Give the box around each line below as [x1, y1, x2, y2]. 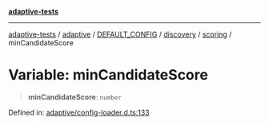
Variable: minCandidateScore [8, 66, 208, 84]
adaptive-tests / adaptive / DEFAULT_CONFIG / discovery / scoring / [8, 29, 232, 39]
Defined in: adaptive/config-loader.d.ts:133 [8, 107, 150, 117]
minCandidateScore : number [27, 92, 122, 102]
